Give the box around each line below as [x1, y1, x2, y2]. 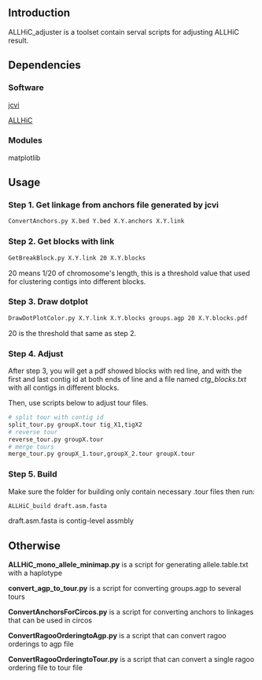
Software [8, 82, 45, 93]
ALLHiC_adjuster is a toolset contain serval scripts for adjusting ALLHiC [8, 27, 240, 36]
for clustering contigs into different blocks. [8, 276, 146, 286]
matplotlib [8, 153, 41, 163]
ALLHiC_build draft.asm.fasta [8, 502, 108, 510]
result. [8, 35, 29, 45]
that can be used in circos [8, 615, 93, 626]
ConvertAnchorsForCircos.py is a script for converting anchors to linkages [8, 607, 254, 617]
